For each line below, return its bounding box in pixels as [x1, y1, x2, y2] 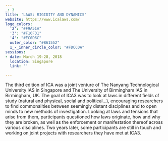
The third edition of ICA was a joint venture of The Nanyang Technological [5, 82, 159, 88]
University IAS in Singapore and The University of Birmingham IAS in [5, 87, 148, 93]
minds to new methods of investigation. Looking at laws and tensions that [5, 109, 158, 115]
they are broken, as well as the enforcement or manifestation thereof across [5, 119, 163, 125]
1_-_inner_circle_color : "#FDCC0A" [10, 45, 85, 50]
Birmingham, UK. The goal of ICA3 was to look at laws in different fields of [5, 93, 160, 99]
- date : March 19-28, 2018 [5, 54, 62, 59]
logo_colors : [5, 21, 33, 27]
